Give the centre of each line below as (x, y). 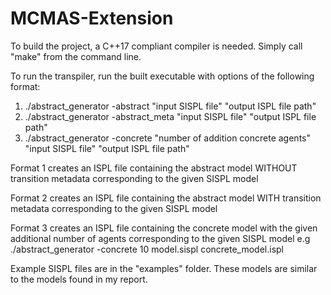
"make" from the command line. (76, 56)
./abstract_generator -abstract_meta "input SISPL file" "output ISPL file (170, 116)
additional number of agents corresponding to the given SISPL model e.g (160, 238)
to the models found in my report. (79, 279)
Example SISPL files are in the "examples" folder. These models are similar (164, 268)
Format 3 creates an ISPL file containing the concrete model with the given (164, 228)
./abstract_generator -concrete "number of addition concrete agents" (167, 138)
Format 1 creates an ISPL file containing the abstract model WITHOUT (154, 168)
